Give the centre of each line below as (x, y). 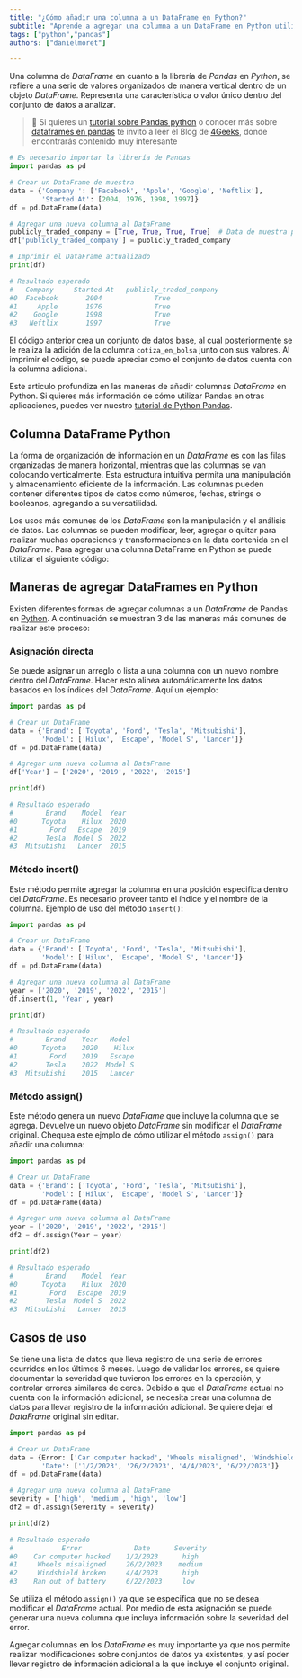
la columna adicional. (49, 369)
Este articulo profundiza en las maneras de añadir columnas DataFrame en (148, 387)
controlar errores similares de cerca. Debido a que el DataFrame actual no (147, 1388)
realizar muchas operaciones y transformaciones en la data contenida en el (149, 540)
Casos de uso (48, 1338)
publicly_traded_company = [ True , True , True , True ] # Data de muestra (148, 232)
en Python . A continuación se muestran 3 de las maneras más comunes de (148, 618)
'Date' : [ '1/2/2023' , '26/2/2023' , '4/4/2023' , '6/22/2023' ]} (160, 1466)
